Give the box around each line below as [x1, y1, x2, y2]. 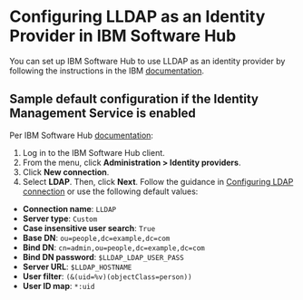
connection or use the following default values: [22, 186, 199, 197]
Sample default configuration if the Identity [9, 92, 259, 107]
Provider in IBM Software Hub [9, 25, 237, 46]
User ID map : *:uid [22, 280, 95, 291]
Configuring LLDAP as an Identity [9, 6, 266, 27]
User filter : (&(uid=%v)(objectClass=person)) [22, 270, 192, 282]
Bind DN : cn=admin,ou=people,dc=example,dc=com [22, 242, 206, 253]
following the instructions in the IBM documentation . [9, 65, 205, 76]
